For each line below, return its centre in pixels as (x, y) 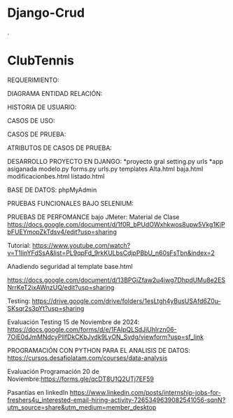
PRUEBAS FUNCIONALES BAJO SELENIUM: (71, 203)
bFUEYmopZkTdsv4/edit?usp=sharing (62, 232)
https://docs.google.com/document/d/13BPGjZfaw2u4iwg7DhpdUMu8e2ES (116, 280)
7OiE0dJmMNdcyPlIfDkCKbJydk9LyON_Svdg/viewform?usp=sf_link (106, 337)
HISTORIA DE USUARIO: (42, 107)
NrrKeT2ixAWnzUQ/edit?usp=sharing (61, 287)
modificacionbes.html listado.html (56, 176)
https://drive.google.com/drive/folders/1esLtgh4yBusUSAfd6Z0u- (127, 301)
